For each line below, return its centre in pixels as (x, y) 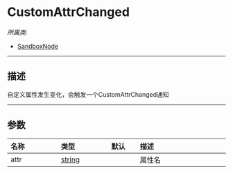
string (70, 159)
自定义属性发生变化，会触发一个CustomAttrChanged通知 (88, 94)
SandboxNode (38, 46)
